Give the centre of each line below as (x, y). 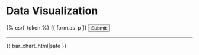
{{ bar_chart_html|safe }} (36, 46)
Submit (99, 28)
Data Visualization (52, 11)
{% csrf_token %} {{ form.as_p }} (46, 27)
